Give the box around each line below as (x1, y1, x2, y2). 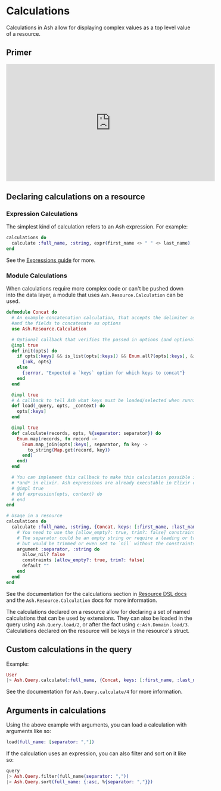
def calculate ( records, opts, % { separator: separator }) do (11, 430, 161, 436)
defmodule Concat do (6, 309, 58, 316)
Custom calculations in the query (6, 644, 132, 654)
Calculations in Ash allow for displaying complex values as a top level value (6, 24, 191, 31)
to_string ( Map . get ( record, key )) (27, 447, 111, 453)
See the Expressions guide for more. (6, 257, 96, 264)
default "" (21, 563, 49, 569)
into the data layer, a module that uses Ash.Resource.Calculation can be (6, 291, 183, 299)
